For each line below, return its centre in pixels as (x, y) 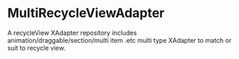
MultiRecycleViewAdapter (86, 13)
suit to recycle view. (36, 48)
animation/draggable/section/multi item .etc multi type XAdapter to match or (119, 40)
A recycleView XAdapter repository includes (72, 33)
